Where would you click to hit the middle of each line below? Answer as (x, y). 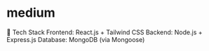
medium (31, 13)
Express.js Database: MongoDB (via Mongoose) (76, 39)
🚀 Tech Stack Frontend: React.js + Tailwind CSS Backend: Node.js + (104, 32)
